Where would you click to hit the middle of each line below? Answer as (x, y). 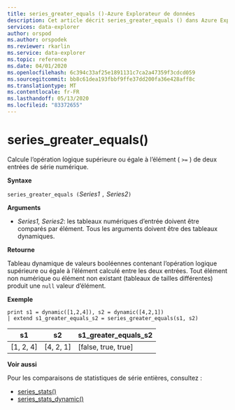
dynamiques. (36, 236)
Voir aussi (22, 364)
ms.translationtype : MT (42, 86)
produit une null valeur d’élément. (57, 286)
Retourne (21, 249)
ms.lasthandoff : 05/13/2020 (48, 99)
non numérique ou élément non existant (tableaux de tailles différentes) (110, 278)
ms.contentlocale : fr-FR (43, 92)
